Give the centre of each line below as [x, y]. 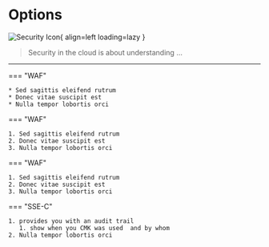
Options [35, 15]
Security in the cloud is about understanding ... [105, 52]
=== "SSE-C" [30, 206]
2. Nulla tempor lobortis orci [60, 235]
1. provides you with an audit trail [71, 221]
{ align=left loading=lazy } [102, 37]
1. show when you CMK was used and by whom [94, 228]
